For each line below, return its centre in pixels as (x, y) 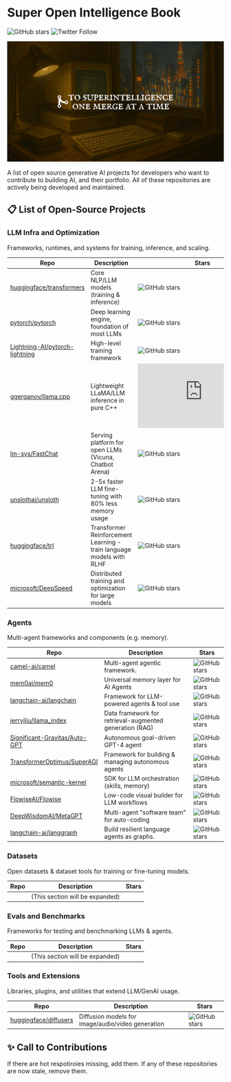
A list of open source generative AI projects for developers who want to (108, 173)
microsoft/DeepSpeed (41, 588)
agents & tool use (155, 704)
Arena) (100, 472)
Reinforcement (111, 535)
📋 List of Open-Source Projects (77, 210)
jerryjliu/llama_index (38, 720)
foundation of (110, 326)
